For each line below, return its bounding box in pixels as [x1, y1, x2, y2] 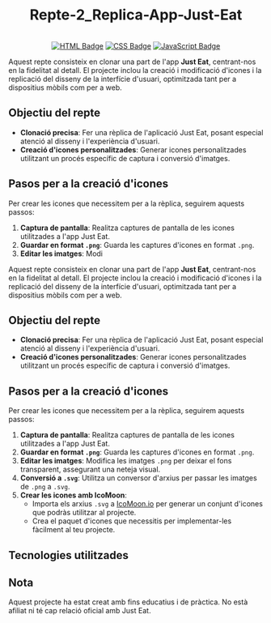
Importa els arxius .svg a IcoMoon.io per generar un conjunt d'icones [32, 499, 263, 509]
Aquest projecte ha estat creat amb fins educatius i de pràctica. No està [8, 597, 248, 607]
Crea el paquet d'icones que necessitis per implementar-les [32, 516, 232, 526]
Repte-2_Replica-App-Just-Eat [29, 6, 243, 24]
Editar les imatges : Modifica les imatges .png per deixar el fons [19, 456, 232, 466]
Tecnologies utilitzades [8, 548, 129, 562]
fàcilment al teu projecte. [32, 525, 116, 535]
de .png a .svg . [19, 482, 70, 492]
